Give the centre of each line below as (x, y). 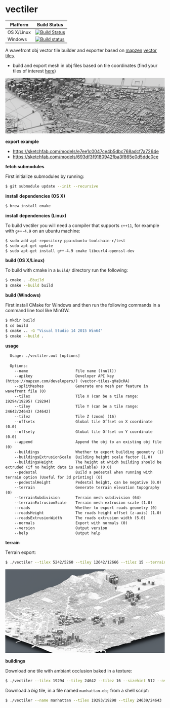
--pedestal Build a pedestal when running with (83, 472)
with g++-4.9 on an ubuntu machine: (43, 231)
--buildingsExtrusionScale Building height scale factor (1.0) (83, 457)
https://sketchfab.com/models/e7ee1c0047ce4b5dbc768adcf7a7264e (86, 152)
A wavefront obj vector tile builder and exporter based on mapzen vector (81, 50)
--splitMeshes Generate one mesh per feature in (81, 386)
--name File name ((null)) (65, 371)
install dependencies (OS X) (35, 196)
